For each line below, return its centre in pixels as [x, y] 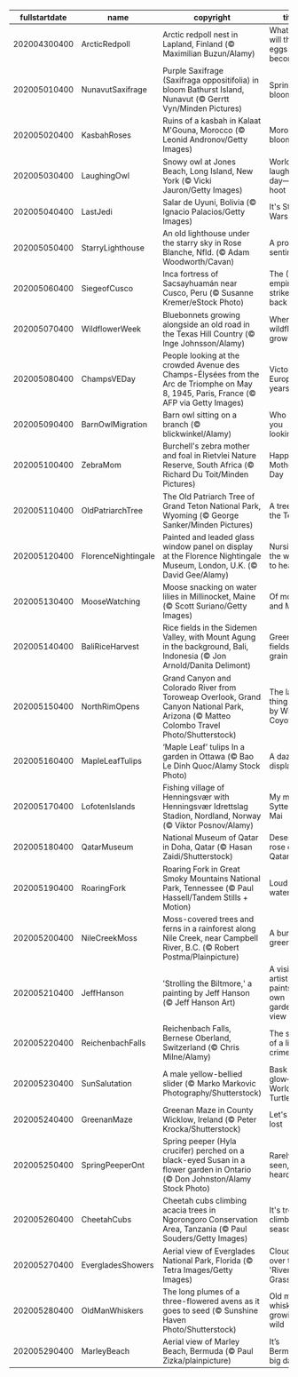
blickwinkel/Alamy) [197, 434]
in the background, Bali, [206, 647]
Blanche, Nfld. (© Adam [206, 252]
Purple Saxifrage [193, 71]
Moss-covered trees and [208, 919]
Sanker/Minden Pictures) [208, 524]
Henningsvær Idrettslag [205, 806]
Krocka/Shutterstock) [202, 1128]
